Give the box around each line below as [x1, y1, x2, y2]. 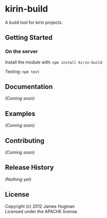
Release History [5, 164, 54, 172]
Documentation [5, 83, 53, 91]
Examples [5, 109, 35, 117]
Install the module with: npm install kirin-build [5, 59, 103, 65]
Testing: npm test [5, 68, 40, 74]
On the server [5, 48, 38, 55]
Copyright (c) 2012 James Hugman [5, 203, 75, 209]
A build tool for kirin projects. [5, 19, 63, 25]
